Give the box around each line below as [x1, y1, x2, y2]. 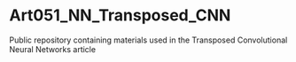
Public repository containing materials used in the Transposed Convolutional [9, 35, 288, 45]
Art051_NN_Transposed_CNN [9, 5, 231, 26]
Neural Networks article [9, 43, 96, 54]
